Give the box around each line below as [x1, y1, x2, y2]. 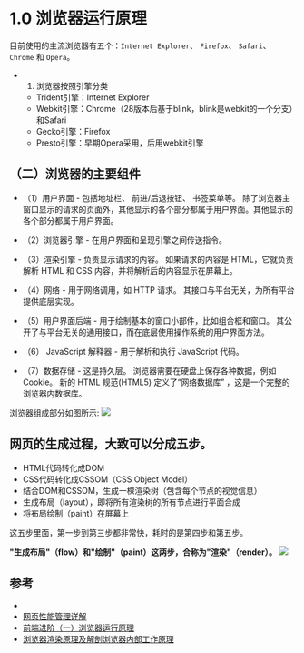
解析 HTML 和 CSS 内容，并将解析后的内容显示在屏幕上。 [22, 265, 238, 276]
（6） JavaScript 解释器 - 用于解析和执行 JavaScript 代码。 [22, 346, 245, 357]
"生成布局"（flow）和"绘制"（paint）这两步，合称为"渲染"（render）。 [9, 547, 278, 558]
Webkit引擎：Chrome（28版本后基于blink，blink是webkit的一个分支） [35, 103, 293, 114]
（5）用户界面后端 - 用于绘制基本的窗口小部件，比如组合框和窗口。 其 [22, 315, 285, 326]
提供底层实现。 [22, 296, 79, 306]
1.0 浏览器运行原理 [9, 8, 148, 29]
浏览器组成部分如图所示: [9, 407, 100, 418]
